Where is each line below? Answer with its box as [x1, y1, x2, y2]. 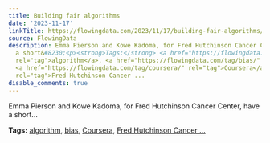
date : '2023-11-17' [8, 19, 74, 27]
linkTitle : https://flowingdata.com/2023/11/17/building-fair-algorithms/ [8, 27, 264, 35]
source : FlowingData [8, 34, 78, 43]
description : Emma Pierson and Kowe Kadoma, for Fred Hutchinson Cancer [8, 42, 257, 50]
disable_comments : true [8, 79, 88, 87]
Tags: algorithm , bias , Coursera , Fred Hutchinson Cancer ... [8, 125, 207, 135]
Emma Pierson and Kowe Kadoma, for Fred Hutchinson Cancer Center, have [8, 101, 260, 111]
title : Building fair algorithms [8, 11, 121, 20]
